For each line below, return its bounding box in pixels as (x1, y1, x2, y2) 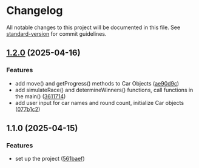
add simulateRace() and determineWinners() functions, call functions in (15, 86, 194, 93)
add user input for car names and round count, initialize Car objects (15, 99, 184, 106)
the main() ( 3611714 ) (15, 92, 66, 100)
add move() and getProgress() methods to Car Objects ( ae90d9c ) (15, 79, 180, 87)
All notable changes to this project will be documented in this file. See (6, 24, 181, 31)
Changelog (6, 4, 63, 18)
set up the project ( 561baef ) (15, 155, 85, 163)
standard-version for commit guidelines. (6, 30, 107, 37)
